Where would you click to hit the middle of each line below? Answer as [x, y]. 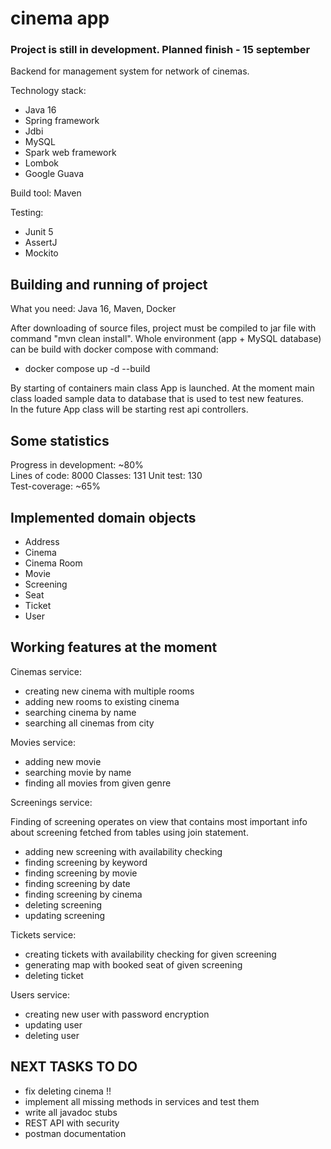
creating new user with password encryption [117, 1014]
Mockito [41, 253]
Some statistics [60, 440]
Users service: [40, 994]
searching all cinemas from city [89, 723]
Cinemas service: [46, 671]
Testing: [27, 213]
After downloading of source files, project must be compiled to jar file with [163, 328]
